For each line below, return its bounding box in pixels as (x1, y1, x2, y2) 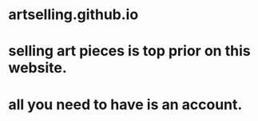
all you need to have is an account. (8, 96, 243, 113)
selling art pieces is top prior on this (8, 42, 251, 60)
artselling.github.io (8, 6, 139, 24)
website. (8, 59, 68, 77)
